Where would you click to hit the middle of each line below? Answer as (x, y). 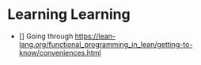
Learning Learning (69, 14)
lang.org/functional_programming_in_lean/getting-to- (106, 44)
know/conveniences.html (60, 52)
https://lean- (95, 36)
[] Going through (46, 36)
